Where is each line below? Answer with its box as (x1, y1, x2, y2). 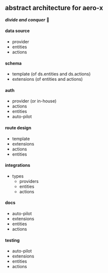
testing (5, 237, 20, 243)
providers (19, 178, 39, 184)
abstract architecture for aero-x (5, 4, 103, 12)
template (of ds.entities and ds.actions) (12, 71, 91, 77)
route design (5, 125, 32, 131)
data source (5, 28, 30, 34)
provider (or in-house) (12, 98, 57, 104)
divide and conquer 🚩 (5, 17, 50, 22)
